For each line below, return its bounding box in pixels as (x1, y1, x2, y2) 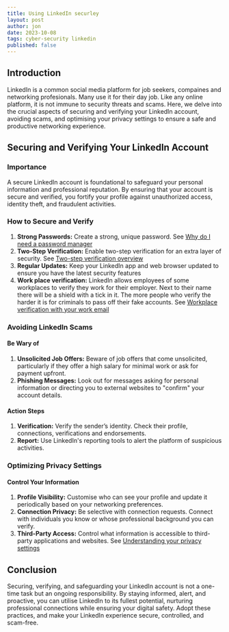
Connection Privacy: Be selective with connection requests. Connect (16, 508, 213, 516)
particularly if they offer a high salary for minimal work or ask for (16, 361, 199, 370)
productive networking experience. (7, 121, 106, 130)
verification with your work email (16, 305, 109, 313)
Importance (7, 162, 46, 172)
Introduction (7, 67, 62, 79)
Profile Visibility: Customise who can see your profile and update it (16, 493, 208, 501)
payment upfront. (16, 369, 66, 377)
